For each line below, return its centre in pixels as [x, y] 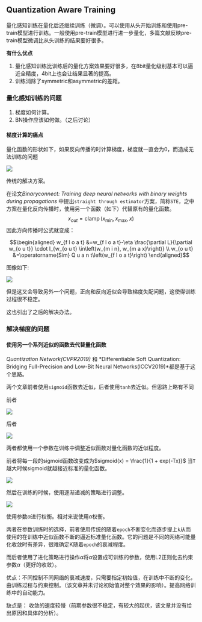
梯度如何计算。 [33, 112]
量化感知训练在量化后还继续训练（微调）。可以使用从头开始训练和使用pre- [97, 25]
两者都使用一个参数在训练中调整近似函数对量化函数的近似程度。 [85, 448]
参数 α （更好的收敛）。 [33, 565]
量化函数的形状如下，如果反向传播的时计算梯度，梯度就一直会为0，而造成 [97, 149]
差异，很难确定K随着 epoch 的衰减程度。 [81, 544]
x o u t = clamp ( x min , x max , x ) [101, 219]
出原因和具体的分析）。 [34, 613]
